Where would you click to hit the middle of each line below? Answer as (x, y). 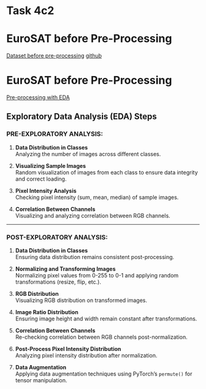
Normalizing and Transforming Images (65, 269)
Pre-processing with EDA (38, 97)
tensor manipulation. (41, 380)
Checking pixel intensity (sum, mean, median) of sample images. (97, 197)
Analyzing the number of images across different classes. (88, 154)
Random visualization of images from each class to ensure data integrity (106, 172)
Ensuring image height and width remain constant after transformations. (106, 319)
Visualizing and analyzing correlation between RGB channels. (93, 216)
